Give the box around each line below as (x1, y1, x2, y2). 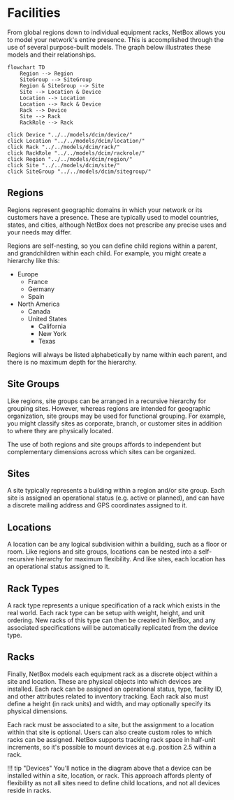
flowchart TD (7, 64, 45, 71)
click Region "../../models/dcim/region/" (7, 155, 133, 162)
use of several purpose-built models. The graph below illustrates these (7, 43, 212, 51)
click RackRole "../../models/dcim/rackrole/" (7, 149, 145, 157)
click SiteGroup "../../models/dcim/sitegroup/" (7, 168, 152, 175)
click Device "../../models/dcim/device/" (7, 131, 133, 138)
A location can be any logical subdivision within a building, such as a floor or (7, 540, 228, 549)
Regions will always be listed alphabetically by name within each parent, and (7, 350, 227, 358)
